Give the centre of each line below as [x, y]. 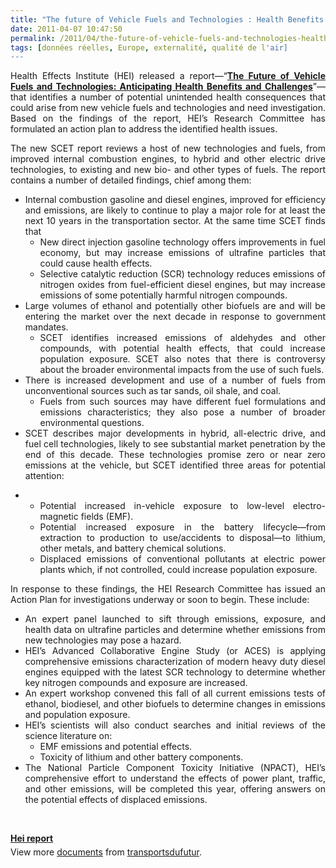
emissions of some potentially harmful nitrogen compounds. [163, 295]
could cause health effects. [96, 263]
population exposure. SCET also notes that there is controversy [182, 359]
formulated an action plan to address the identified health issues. [144, 129]
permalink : [33, 38]
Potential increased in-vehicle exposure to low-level [162, 506]
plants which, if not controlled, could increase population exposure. [178, 570]
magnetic [59, 517]
